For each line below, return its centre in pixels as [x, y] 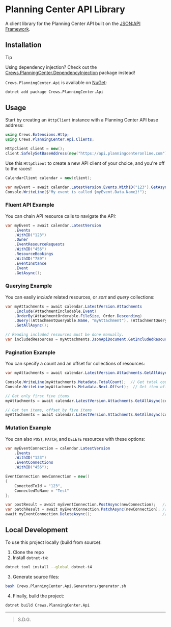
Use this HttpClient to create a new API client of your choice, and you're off [85, 163]
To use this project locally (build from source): [53, 542]
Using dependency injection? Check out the [51, 67]
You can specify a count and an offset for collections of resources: [75, 364]
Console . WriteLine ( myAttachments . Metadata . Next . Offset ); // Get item [82, 387]
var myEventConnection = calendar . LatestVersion [58, 448]
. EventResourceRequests [40, 244]
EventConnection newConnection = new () [48, 476]
